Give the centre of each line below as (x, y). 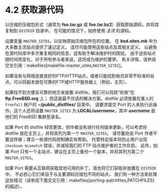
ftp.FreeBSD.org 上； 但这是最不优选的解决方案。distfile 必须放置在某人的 (79, 98)
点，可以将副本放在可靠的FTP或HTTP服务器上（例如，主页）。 (67, 82)
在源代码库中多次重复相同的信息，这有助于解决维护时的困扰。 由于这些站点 (81, 53)
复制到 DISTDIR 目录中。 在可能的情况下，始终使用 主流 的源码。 (69, 30)
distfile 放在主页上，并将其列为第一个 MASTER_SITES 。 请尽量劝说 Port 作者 (79, 133)
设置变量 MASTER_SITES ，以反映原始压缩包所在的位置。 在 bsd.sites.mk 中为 (81, 41)
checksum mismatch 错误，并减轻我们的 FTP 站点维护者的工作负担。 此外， (79, 145)
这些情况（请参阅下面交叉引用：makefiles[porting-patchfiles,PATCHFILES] (80, 180)
